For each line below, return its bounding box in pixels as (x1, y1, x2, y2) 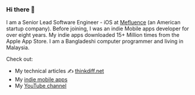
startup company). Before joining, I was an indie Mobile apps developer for (6, 25, 189, 32)
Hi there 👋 (6, 5, 36, 14)
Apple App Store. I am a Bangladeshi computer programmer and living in (6, 38, 184, 45)
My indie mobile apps (14, 76, 68, 83)
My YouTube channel (14, 83, 67, 90)
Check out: (6, 56, 33, 63)
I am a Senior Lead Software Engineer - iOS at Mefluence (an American (6, 19, 181, 26)
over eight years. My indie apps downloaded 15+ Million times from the (6, 31, 180, 39)
